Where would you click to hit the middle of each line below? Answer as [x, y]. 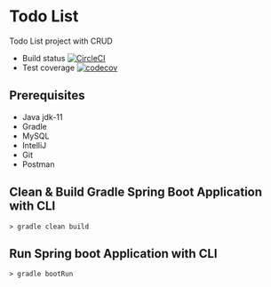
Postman [38, 164]
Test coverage [48, 68]
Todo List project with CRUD [61, 41]
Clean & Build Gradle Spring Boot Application [136, 192]
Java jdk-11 [42, 116]
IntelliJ [34, 145]
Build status [44, 58]
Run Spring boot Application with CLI [113, 254]
